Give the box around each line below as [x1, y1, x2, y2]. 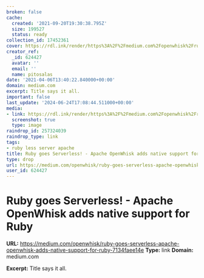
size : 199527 [12, 26, 45, 32]
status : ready [12, 32, 47, 38]
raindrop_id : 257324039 [6, 128, 67, 134]
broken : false [6, 9, 42, 15]
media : [6, 105, 23, 112]
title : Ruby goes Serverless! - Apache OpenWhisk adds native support [6, 151, 189, 157]
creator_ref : [6, 49, 39, 55]
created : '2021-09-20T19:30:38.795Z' [12, 20, 107, 26]
